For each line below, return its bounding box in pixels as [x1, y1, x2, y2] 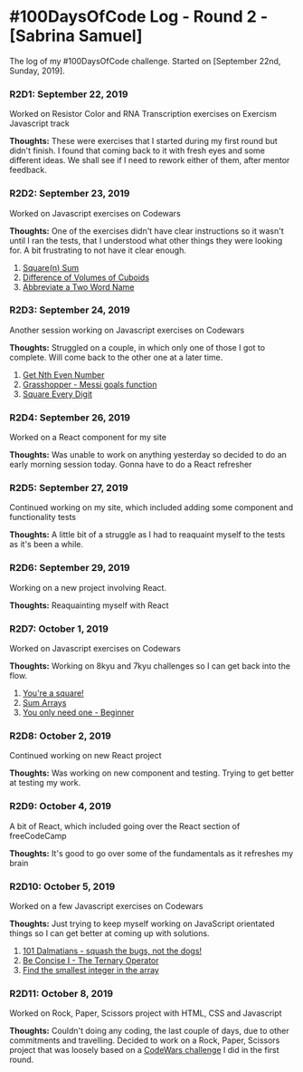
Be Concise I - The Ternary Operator [22, 954, 160, 966]
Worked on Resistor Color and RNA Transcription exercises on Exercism [9, 109, 278, 120]
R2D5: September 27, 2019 [9, 482, 128, 495]
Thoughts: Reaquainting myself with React [9, 600, 169, 611]
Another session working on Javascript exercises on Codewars [9, 324, 245, 335]
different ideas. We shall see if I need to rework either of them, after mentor [9, 155, 290, 166]
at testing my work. [9, 777, 81, 788]
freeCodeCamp [9, 830, 67, 841]
